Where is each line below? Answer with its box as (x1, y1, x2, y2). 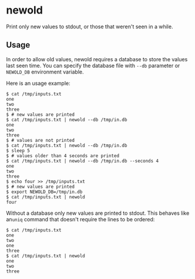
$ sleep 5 (6, 148, 31, 154)
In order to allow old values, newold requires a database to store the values (6, 55, 188, 62)
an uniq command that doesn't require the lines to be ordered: (6, 215, 155, 222)
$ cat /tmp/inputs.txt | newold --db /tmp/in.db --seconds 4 (6, 158, 159, 164)
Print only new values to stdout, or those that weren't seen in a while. (6, 23, 173, 30)
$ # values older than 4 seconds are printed (6, 152, 119, 159)
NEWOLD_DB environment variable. (6, 68, 84, 75)
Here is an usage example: (6, 79, 70, 87)
